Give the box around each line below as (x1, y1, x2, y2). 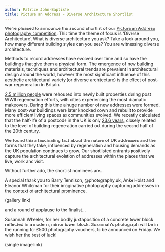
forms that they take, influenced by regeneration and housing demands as (5, 142, 156, 148)
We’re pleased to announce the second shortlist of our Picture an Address (5, 25, 155, 31)
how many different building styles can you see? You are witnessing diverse (5, 41, 159, 47)
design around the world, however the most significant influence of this (5, 71, 150, 77)
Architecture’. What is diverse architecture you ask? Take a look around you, (5, 35, 159, 42)
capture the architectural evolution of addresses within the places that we (5, 153, 155, 159)
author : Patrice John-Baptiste (5, 7, 69, 12)
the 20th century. (5, 128, 40, 134)
